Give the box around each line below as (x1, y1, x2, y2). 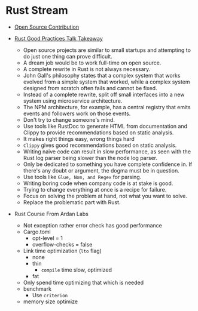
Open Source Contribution (14, 23, 79, 30)
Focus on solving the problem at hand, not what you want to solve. (23, 192, 188, 199)
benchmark (23, 285, 52, 292)
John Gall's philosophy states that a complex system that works (23, 72, 181, 79)
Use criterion (32, 291, 68, 298)
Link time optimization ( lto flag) (23, 247, 102, 254)
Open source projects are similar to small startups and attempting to (23, 46, 191, 54)
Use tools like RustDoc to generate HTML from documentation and (23, 122, 188, 130)
